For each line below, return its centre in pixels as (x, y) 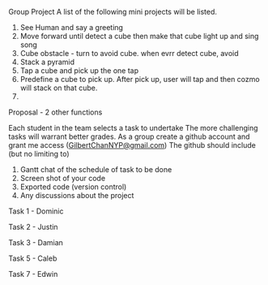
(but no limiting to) (39, 154)
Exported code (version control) (73, 187)
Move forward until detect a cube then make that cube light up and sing (139, 36)
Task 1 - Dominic (36, 211)
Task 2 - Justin (33, 227)
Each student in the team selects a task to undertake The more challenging (133, 128)
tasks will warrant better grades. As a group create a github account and (129, 136)
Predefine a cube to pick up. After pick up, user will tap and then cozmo (140, 79)
